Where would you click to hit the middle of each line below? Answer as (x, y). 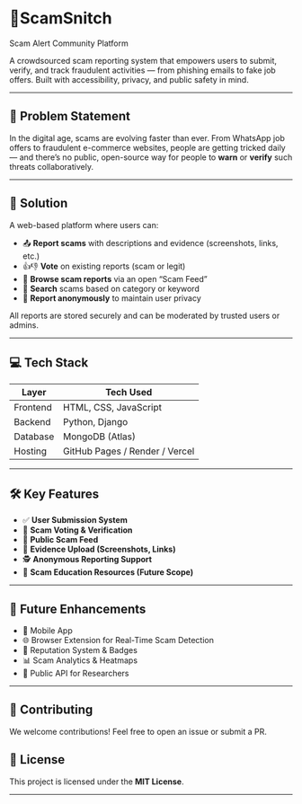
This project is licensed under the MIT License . (97, 782)
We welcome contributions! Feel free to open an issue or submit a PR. (138, 731)
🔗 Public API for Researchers (75, 673)
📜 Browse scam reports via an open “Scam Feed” (115, 278)
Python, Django (95, 422)
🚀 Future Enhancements (78, 609)
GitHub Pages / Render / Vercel (129, 451)
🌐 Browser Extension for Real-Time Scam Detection (118, 640)
